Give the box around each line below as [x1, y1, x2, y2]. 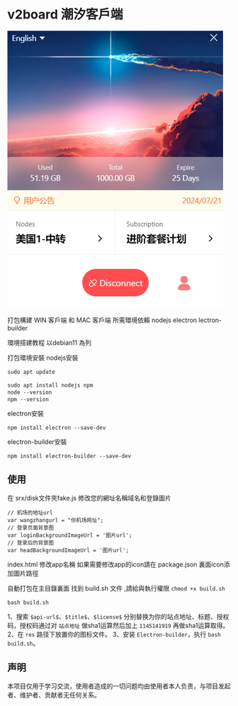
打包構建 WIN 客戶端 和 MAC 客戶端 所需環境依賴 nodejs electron [7, 316, 197, 324]
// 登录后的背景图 [7, 539, 55, 546]
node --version [7, 389, 52, 396]
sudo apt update [7, 368, 55, 375]
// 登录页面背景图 [7, 524, 55, 531]
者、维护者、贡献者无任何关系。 [7, 690, 101, 699]
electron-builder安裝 [7, 437, 67, 446]
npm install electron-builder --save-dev [7, 452, 132, 460]
